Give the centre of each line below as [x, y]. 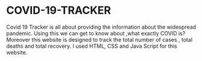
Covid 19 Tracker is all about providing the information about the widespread [101, 27]
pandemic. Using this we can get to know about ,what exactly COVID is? [96, 33]
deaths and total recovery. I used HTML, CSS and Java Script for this [92, 46]
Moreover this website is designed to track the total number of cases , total [99, 39]
